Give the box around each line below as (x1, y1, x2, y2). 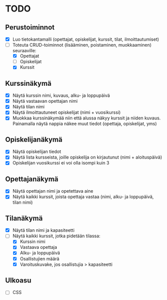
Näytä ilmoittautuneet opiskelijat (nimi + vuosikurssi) (12, 109, 121, 115)
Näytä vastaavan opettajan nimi (12, 98, 78, 104)
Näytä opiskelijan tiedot (12, 148, 61, 155)
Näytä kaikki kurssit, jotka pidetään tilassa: (12, 233, 101, 239)
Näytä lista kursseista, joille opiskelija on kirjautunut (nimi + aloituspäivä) (12, 154, 162, 161)
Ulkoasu (5, 276, 32, 285)
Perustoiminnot (5, 23, 55, 32)
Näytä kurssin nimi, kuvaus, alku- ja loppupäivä (12, 92, 110, 98)
